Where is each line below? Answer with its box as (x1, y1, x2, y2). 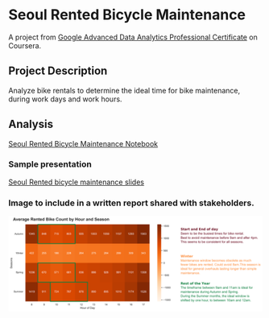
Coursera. (8, 40, 42, 50)
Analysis (8, 118, 54, 131)
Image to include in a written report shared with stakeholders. (8, 197, 255, 209)
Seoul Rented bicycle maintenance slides (8, 177, 145, 187)
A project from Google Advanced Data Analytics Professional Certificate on (8, 32, 258, 42)
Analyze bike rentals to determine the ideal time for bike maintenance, (8, 85, 241, 95)
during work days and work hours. (8, 94, 122, 104)
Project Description (8, 64, 108, 78)
